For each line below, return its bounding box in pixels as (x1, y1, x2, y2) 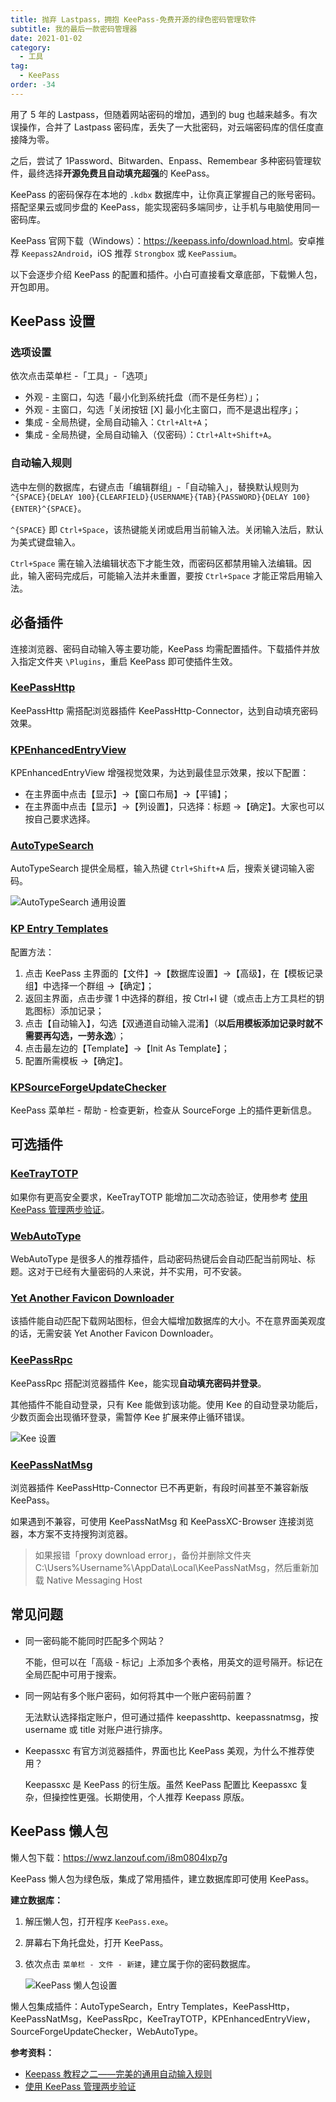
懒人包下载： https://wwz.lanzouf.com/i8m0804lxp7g (10, 1851, 228, 1863)
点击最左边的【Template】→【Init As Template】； (24, 1042, 230, 1054)
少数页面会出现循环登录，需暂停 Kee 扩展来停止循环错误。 (10, 1411, 251, 1423)
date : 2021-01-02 (10, 33, 83, 43)
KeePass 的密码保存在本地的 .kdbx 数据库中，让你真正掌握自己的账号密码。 (10, 188, 322, 200)
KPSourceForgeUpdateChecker (10, 1080, 167, 1094)
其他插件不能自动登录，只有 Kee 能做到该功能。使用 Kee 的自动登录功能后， (10, 1398, 324, 1410)
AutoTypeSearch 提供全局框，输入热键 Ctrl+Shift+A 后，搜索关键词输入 (10, 862, 307, 875)
